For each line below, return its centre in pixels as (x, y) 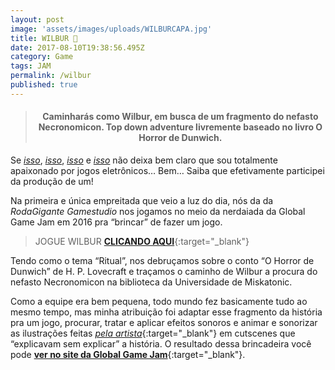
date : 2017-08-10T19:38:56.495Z (77, 47)
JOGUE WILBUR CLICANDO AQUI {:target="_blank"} (142, 241)
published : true (44, 85)
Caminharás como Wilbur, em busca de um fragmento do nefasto (180, 117)
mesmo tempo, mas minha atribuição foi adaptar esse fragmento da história (166, 312)
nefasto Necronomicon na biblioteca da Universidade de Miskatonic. (151, 282)
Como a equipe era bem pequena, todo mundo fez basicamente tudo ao (159, 301)
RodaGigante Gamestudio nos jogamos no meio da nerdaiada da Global (158, 211)
